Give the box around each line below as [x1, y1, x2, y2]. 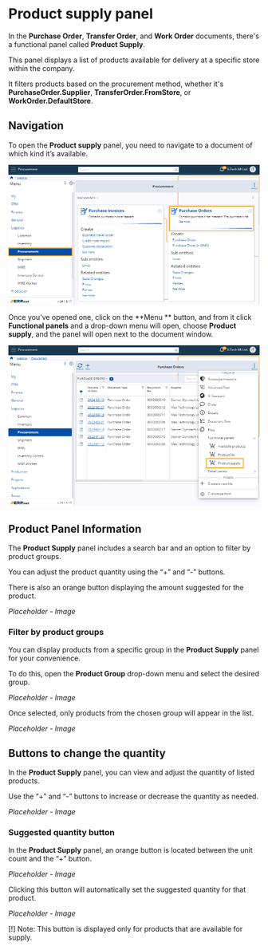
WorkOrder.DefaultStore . [8, 96, 93, 105]
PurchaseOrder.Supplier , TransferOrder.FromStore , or [8, 87, 191, 97]
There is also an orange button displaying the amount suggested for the [8, 583, 244, 593]
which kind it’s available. [8, 148, 89, 158]
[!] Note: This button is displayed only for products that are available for [8, 924, 243, 933]
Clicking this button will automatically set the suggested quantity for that [8, 885, 246, 894]
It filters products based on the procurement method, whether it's [8, 79, 224, 89]
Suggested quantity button [8, 827, 116, 838]
